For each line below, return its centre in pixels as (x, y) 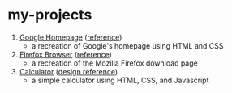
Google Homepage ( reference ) (71, 37)
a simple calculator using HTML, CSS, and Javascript (120, 80)
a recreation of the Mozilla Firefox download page (114, 63)
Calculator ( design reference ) (69, 71)
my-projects (50, 15)
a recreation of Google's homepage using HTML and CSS (127, 45)
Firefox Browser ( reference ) (66, 54)
